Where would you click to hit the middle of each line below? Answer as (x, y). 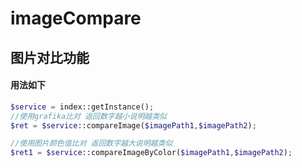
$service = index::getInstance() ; (82, 107)
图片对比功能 (50, 57)
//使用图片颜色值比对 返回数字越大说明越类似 (91, 143)
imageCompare (76, 18)
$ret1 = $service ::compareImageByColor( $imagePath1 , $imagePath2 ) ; (151, 153)
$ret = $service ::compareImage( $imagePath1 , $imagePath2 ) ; (133, 125)
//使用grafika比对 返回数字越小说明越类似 (88, 116)
